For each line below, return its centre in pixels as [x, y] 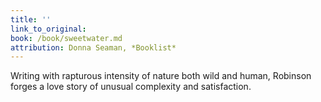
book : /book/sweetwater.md [66, 38]
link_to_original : [48, 29]
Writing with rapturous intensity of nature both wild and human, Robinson [161, 76]
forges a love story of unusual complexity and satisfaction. [131, 87]
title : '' [31, 19]
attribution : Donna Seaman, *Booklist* [93, 47]
